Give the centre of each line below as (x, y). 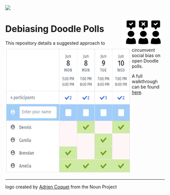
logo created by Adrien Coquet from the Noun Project (61, 187)
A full (137, 76)
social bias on (146, 55)
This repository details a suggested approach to (55, 43)
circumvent (143, 50)
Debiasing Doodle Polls (55, 29)
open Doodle (145, 61)
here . (137, 92)
